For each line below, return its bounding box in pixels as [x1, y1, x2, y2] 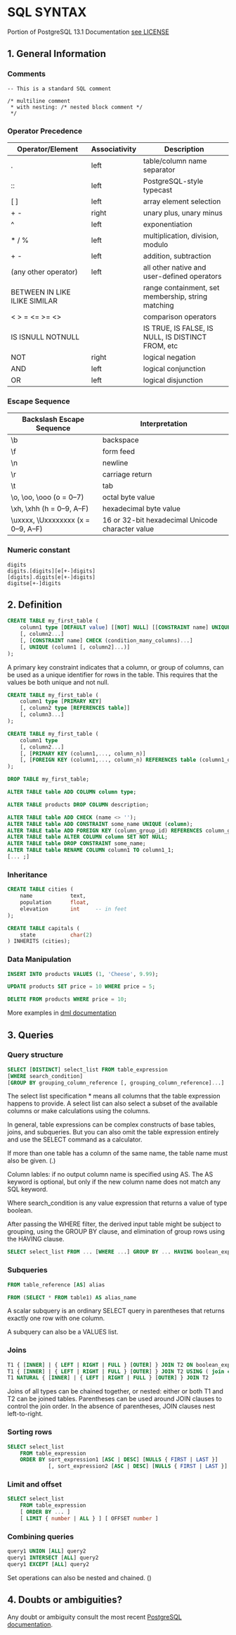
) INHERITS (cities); [7, 938, 71, 945]
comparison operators [143, 311, 216, 321]
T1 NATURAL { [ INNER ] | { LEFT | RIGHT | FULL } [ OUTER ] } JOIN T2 [7, 1374, 209, 1382]
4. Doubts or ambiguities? [7, 1594, 123, 1606]
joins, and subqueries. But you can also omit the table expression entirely [7, 1128, 219, 1136]
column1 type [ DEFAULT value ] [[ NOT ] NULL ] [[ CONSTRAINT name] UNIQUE [20, 624, 231, 631]
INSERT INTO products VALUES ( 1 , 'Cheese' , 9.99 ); [7, 970, 159, 977]
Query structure [7, 1050, 64, 1060]
